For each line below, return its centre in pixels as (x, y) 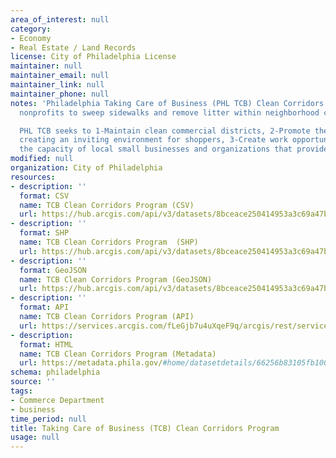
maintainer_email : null (60, 76)
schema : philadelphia (55, 372)
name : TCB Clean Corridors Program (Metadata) (118, 354)
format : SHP (44, 233)
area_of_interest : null (60, 19)
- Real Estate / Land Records (73, 47)
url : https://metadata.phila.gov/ (91, 363)
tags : (21, 391)
